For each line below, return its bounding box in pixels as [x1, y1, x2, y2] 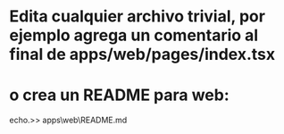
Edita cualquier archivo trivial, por [9, 6, 266, 27]
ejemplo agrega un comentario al [9, 25, 259, 46]
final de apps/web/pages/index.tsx [9, 45, 276, 64]
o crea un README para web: [9, 85, 230, 105]
